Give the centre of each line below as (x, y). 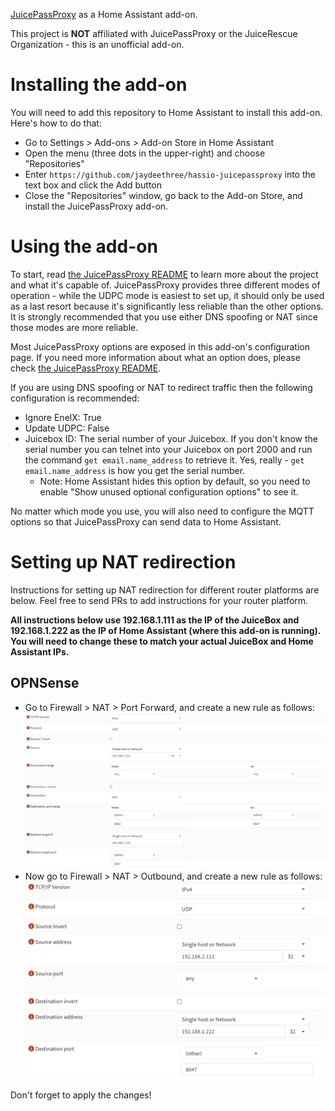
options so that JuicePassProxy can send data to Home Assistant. (146, 521)
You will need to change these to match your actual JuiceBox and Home (162, 641)
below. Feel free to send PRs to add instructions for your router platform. (159, 600)
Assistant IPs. (40, 651)
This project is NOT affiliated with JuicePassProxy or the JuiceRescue (154, 33)
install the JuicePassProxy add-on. (96, 206)
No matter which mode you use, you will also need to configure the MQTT (162, 511)
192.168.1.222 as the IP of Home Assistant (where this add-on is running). (166, 630)
